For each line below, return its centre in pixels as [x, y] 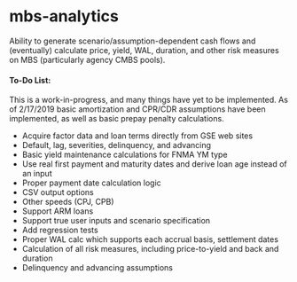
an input [37, 174]
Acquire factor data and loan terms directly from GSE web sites [137, 136]
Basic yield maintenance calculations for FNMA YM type [125, 155]
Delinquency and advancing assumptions [97, 268]
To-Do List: [30, 80]
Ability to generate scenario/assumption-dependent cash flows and [133, 41]
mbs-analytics [64, 16]
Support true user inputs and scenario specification [116, 221]
